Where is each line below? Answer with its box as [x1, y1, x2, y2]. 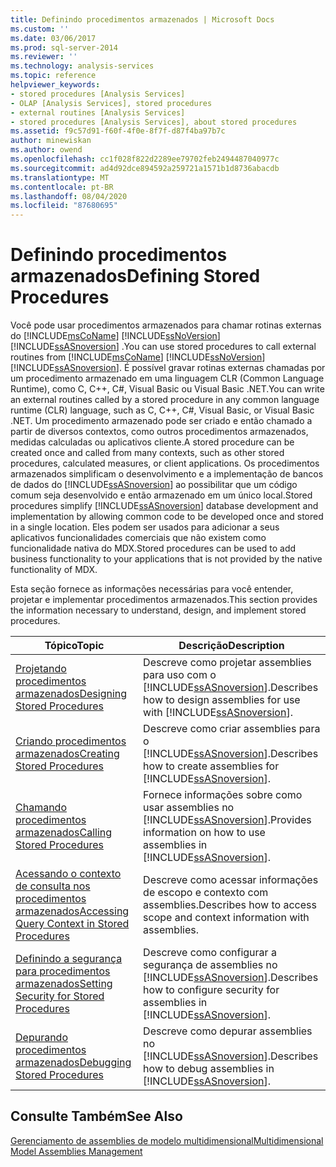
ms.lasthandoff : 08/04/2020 [10, 191, 128, 201]
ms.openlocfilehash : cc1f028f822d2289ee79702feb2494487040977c [10, 154, 280, 164]
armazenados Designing [15, 687, 128, 701]
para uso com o [143, 668, 217, 682]
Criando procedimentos [15, 734, 127, 748]
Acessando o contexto [15, 867, 122, 881]
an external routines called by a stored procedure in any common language [10, 394, 320, 406]
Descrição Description [178, 639, 285, 653]
